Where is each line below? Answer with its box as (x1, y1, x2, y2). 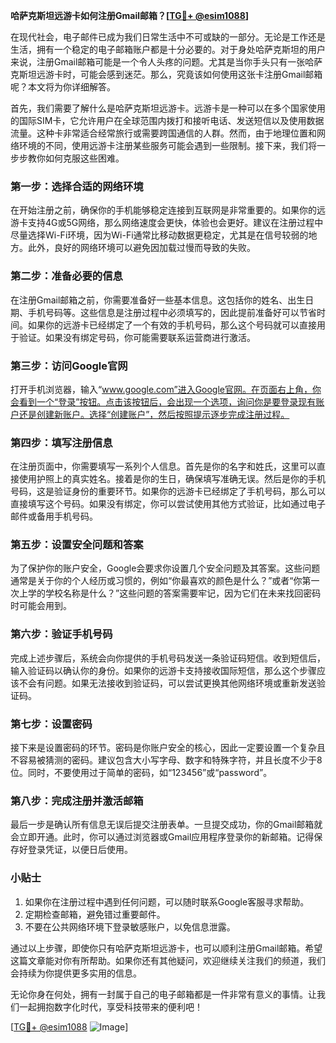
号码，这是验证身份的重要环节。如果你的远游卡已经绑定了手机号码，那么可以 (10, 485, 326, 498)
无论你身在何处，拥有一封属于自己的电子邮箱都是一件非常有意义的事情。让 (10, 988, 317, 1000)
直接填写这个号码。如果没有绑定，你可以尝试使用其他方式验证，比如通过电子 (10, 498, 326, 510)
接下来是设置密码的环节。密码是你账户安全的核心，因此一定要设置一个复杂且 (10, 742, 326, 754)
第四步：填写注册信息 (10, 435, 113, 449)
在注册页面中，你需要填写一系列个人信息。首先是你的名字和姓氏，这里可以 (10, 460, 317, 473)
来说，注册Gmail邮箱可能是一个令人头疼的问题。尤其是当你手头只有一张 (10, 56, 306, 68)
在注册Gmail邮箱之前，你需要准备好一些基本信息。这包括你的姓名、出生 (10, 294, 306, 306)
